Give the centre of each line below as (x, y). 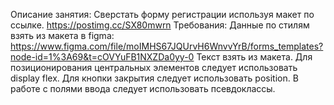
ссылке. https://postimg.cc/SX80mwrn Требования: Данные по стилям (160, 25)
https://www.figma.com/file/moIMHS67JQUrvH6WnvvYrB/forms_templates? (167, 46)
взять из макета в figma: (62, 35)
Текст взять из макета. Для (254, 57)
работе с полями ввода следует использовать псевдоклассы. (143, 88)
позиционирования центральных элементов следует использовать (154, 67)
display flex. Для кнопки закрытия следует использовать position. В (154, 78)
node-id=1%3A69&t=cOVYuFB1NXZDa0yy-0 (102, 57)
